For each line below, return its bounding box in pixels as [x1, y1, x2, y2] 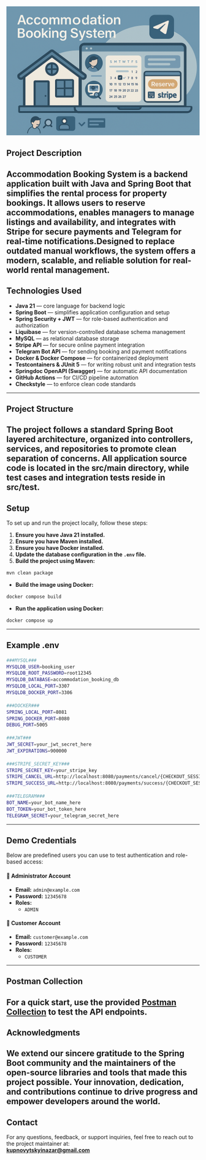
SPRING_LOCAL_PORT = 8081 [6, 709, 67, 715]
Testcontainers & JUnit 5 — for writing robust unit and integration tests [15, 360, 196, 368]
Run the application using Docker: [15, 605, 104, 612]
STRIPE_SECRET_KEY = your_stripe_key [6, 767, 97, 773]
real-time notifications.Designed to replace [6, 236, 175, 246]
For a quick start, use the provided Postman [6, 997, 177, 1007]
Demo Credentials [6, 835, 77, 846]
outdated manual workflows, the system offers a [6, 246, 196, 256]
